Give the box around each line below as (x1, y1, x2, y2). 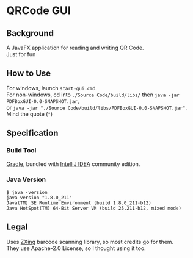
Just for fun (6, 51, 36, 58)
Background (6, 28, 54, 38)
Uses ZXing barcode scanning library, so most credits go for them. (6, 238, 174, 245)
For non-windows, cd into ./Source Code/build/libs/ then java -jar (6, 91, 180, 98)
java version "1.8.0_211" (6, 195, 72, 201)
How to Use (6, 68, 51, 79)
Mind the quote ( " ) (6, 110, 53, 118)
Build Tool (6, 146, 37, 155)
